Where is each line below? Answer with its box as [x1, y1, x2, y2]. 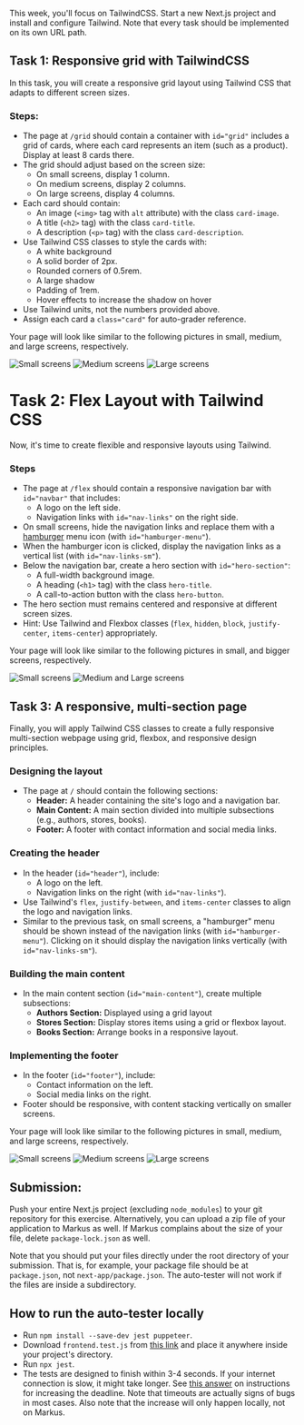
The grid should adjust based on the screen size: [22, 159, 206, 171]
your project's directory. [22, 1349, 113, 1360]
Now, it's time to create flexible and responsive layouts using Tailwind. [9, 440, 272, 450]
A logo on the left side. [35, 502, 121, 513]
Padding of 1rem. [35, 285, 100, 296]
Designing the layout [9, 765, 103, 777]
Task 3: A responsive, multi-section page [9, 698, 248, 714]
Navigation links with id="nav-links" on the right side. [35, 512, 239, 523]
